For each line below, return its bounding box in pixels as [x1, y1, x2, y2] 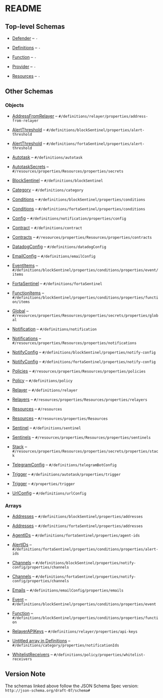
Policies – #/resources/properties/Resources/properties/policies [12, 368, 146, 374]
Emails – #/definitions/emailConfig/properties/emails [12, 587, 124, 593]
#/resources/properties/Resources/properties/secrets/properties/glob [12, 313, 159, 318]
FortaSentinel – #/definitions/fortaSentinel [12, 280, 103, 286]
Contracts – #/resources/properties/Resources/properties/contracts [12, 234, 152, 240]
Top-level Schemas [5, 22, 65, 31]
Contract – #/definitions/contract [12, 225, 83, 230]
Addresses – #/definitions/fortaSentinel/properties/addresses [12, 523, 143, 529]
